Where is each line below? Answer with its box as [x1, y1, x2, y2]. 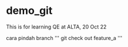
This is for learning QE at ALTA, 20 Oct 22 [6, 23, 107, 30]
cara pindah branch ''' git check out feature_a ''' [6, 34, 123, 41]
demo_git [6, 4, 53, 17]
